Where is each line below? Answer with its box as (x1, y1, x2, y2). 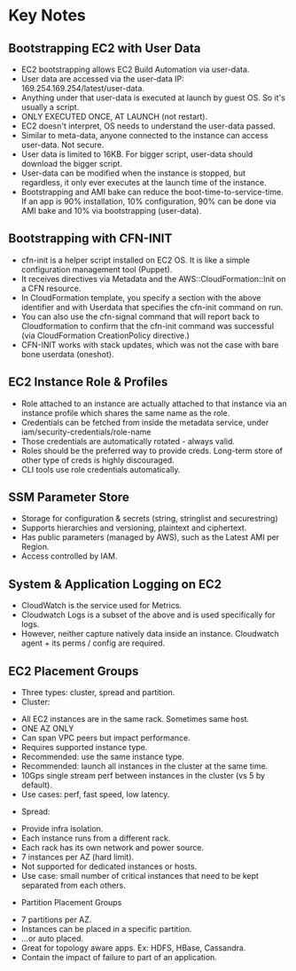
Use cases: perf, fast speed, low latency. (20, 789, 170, 800)
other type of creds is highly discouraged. (20, 454, 175, 466)
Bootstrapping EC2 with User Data (8, 41, 201, 56)
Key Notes (8, 5, 86, 26)
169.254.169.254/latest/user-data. (20, 83, 145, 93)
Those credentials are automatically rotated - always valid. (20, 435, 236, 446)
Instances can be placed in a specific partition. (20, 924, 192, 935)
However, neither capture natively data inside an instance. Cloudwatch (20, 629, 280, 639)
